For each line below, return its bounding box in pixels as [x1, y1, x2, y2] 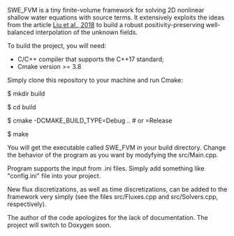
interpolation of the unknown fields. [35, 28, 138, 36]
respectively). [7, 200, 47, 208]
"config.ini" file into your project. [7, 172, 101, 180]
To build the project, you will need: [7, 42, 107, 49]
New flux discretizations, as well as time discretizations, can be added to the [7, 185, 228, 194]
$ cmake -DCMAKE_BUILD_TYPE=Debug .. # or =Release [7, 116, 173, 125]
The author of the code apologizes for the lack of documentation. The [7, 214, 208, 221]
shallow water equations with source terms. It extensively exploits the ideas [7, 13, 225, 22]
